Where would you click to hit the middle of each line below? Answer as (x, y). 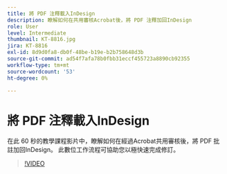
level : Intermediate (37, 33)
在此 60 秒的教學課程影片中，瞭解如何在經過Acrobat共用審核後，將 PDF (110, 141)
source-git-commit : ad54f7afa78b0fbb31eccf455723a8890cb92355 (99, 59)
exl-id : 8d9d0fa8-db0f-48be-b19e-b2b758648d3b (75, 53)
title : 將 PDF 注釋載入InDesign (51, 14)
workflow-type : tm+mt (38, 65)
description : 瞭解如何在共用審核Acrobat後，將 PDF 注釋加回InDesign (100, 20)
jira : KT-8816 (28, 46)
